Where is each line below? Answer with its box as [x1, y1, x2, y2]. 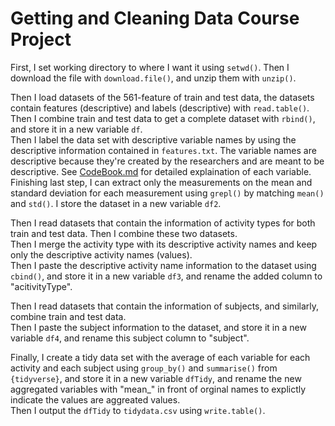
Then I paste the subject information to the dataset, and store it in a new [10, 321, 307, 333]
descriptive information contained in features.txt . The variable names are [10, 144, 317, 156]
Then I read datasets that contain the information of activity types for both [10, 217, 316, 229]
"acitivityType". [10, 280, 73, 292]
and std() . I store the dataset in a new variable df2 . [10, 197, 222, 209]
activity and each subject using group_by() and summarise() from [10, 362, 278, 374]
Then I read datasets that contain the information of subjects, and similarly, [10, 300, 320, 312]
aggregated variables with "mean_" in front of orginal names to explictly [10, 383, 307, 395]
